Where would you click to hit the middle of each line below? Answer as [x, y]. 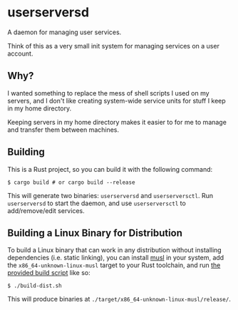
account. [20, 53]
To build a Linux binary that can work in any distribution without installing [115, 250]
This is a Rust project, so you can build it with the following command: [110, 169]
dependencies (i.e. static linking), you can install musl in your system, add [116, 258]
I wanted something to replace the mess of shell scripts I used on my [108, 93]
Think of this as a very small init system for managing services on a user [113, 46]
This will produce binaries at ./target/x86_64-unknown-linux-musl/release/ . [119, 299]
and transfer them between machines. [63, 130]
